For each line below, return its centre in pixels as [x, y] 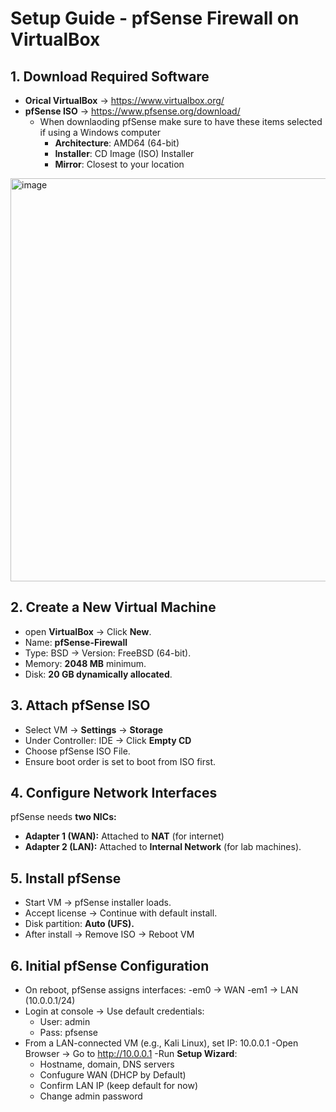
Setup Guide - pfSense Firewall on [155, 18]
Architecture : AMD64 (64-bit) [117, 143]
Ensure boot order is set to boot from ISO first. [120, 761]
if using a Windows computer [100, 132]
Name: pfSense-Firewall [76, 642]
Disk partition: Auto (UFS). [79, 924]
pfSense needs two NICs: [63, 817]
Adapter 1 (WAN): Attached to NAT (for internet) [124, 836]
